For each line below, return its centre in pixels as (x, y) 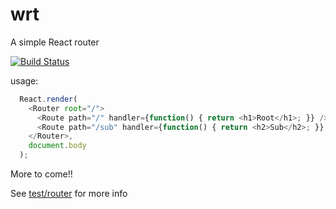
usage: (24, 80)
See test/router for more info (69, 194)
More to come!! (41, 174)
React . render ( (48, 99)
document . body (57, 146)
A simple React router (55, 42)
